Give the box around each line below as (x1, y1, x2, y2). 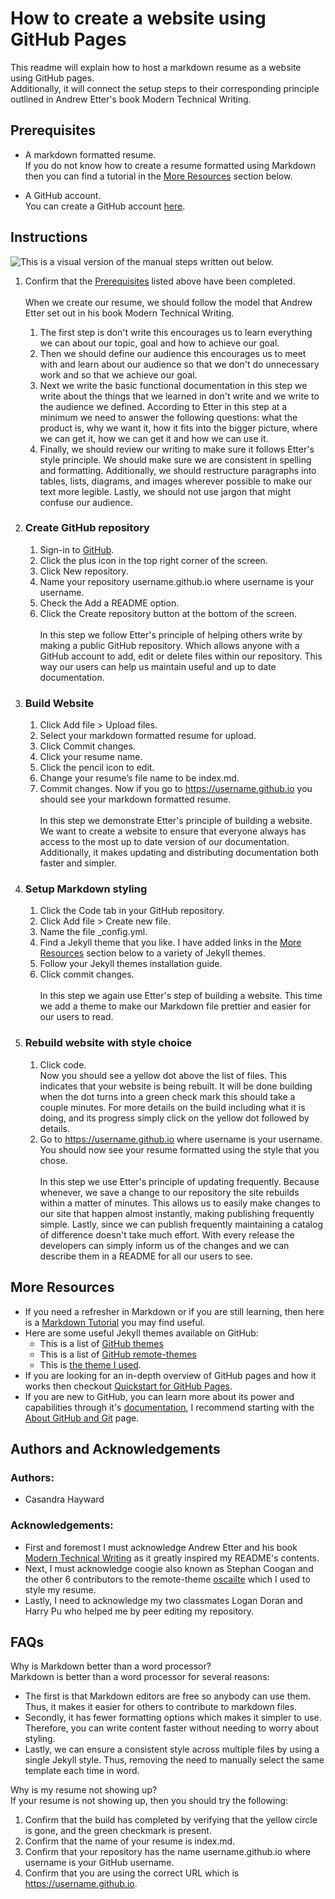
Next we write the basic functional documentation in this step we (39, 379, 308, 391)
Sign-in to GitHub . (39, 543, 115, 556)
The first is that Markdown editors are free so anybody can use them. (24, 1690, 311, 1702)
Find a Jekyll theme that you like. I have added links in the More (39, 937, 302, 949)
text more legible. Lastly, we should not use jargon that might (39, 485, 292, 497)
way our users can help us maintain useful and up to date (39, 660, 277, 672)
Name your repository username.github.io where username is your (39, 575, 315, 587)
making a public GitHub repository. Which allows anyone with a (39, 639, 300, 651)
